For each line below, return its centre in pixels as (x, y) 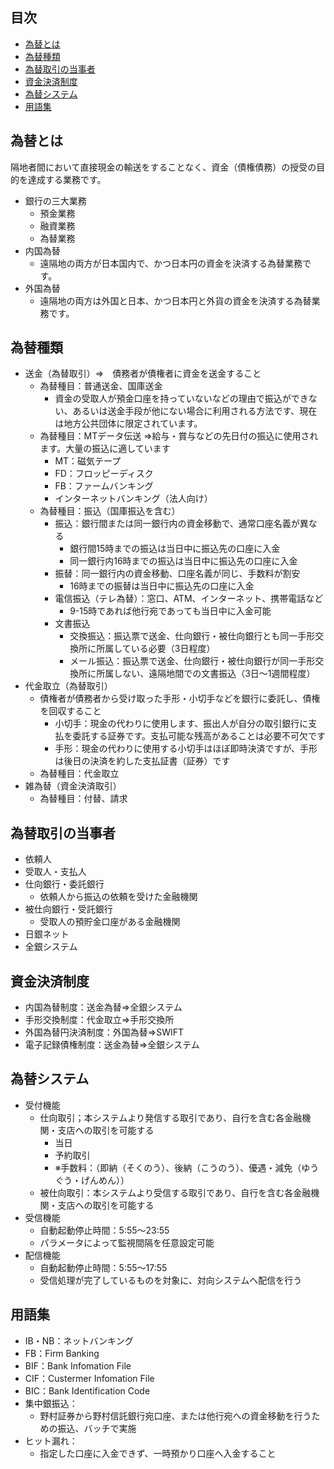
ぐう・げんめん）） (92, 1180)
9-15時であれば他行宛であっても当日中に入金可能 (170, 611)
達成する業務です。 (67, 179)
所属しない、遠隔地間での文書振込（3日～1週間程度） (206, 674)
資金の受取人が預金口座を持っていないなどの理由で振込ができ (181, 399)
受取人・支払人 (55, 872)
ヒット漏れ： (51, 1440)
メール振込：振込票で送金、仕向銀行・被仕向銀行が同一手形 (192, 661)
